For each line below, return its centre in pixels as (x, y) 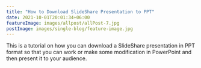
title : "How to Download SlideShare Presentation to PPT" (80, 12)
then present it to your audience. (47, 58)
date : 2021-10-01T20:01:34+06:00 (48, 17)
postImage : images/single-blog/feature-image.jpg (70, 29)
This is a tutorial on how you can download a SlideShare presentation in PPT (101, 46)
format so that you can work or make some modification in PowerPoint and (99, 52)
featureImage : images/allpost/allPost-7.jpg (63, 23)
